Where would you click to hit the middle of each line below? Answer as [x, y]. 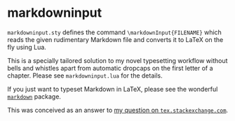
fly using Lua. [27, 47]
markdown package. [34, 97]
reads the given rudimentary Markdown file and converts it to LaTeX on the [115, 39]
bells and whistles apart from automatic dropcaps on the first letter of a [110, 68]
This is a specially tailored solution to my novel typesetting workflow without [117, 60]
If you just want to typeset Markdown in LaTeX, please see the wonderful [113, 89]
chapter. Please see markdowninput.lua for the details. [85, 76]
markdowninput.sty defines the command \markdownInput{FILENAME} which [115, 32]
